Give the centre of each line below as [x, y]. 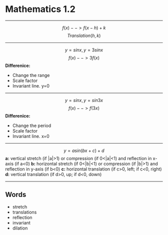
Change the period [32, 125]
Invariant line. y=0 [31, 85]
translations [24, 212]
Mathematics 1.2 [40, 9]
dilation [20, 228]
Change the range [31, 75]
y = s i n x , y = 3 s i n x [84, 50]
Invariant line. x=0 [31, 136]
